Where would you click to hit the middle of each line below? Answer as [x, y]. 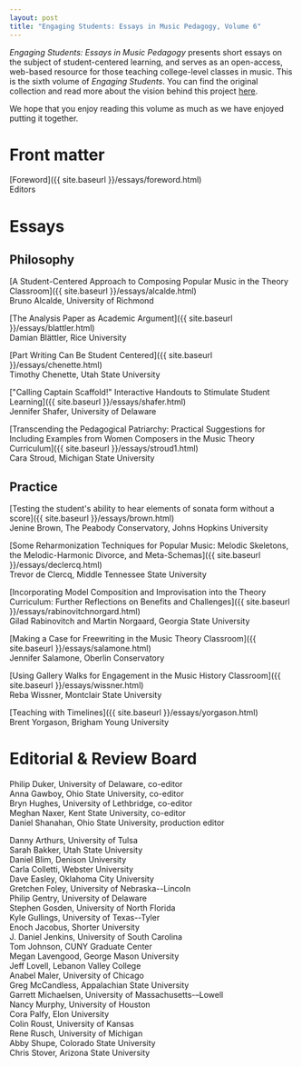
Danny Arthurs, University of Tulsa [74, 841]
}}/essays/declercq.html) [56, 565]
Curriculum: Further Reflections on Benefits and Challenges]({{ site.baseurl [150, 602]
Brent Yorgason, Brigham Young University [89, 723]
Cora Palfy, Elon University [59, 1014]
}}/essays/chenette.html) [56, 365]
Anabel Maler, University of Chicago [77, 976]
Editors [23, 189]
